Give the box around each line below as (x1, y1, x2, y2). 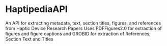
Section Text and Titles (5, 36, 53, 42)
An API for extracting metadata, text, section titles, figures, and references (5, 20, 161, 26)
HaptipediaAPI (5, 3, 68, 15)
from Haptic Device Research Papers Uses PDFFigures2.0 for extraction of (5, 25, 162, 31)
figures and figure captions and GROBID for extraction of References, (5, 30, 151, 36)
